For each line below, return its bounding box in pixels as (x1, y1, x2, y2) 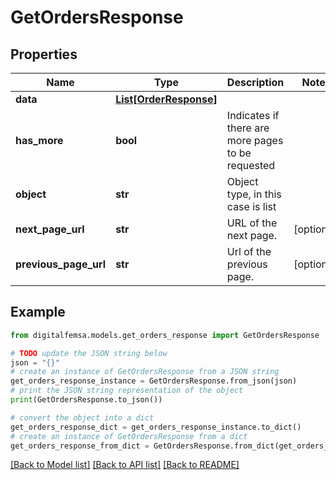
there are (226, 121, 270, 135)
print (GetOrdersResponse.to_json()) (10, 395, 163, 405)
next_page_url (15, 222, 85, 236)
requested (226, 159, 276, 172)
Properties (10, 46, 78, 63)
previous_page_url (15, 257, 107, 271)
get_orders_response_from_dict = (10, 441, 150, 451)
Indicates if (226, 109, 280, 122)
